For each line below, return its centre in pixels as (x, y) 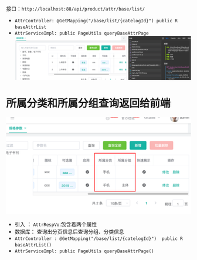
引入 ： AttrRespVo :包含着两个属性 (56, 224)
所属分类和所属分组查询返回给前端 (89, 104)
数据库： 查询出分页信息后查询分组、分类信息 (69, 232)
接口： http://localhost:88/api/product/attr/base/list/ (76, 9)
